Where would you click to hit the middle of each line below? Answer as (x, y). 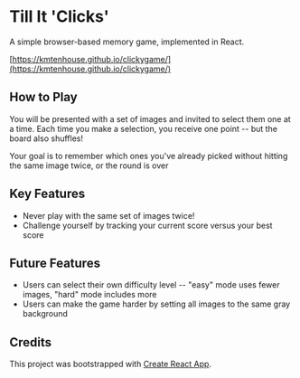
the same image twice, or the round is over (89, 165)
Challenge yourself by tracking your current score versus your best (147, 225)
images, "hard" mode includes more (89, 295)
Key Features (47, 194)
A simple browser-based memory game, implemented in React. (127, 42)
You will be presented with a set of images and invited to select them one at (150, 118)
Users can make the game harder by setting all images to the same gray (156, 304)
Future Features (55, 263)
